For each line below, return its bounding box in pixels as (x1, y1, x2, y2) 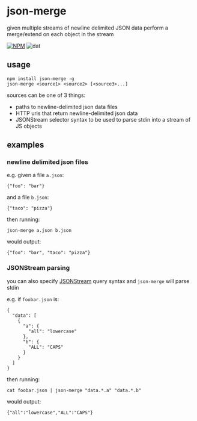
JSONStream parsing (7, 264, 70, 272)
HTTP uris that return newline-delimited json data (15, 110, 138, 117)
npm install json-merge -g (7, 75, 74, 82)
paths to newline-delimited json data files (15, 103, 118, 110)
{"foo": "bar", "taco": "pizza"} (7, 250, 91, 256)
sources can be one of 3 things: (7, 92, 86, 99)
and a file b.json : (7, 194, 49, 201)
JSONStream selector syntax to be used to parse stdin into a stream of (15, 116, 191, 123)
